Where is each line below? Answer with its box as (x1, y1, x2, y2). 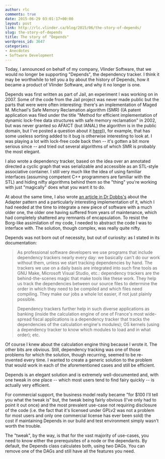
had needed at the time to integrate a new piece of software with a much (5, 204, 152, 210)
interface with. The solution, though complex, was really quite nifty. (5, 225, 141, 231)
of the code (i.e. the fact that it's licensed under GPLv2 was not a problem (5, 407, 155, 413)
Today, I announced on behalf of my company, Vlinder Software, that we (5, 66, 151, 72)
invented (5, 357, 23, 363)
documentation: (5, 240, 37, 246)
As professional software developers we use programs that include (17, 249, 153, 255)
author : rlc (5, 7, 29, 12)
